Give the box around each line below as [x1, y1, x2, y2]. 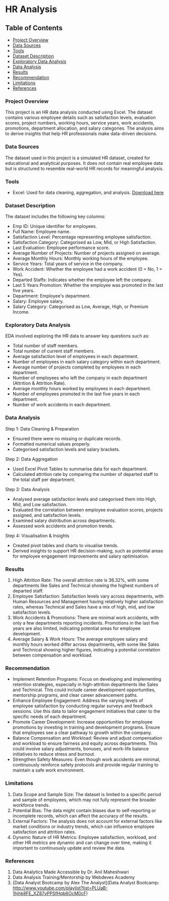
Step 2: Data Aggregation [5, 456, 58, 462]
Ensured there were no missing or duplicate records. [12, 435, 122, 442]
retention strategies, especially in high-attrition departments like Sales [12, 682, 158, 688]
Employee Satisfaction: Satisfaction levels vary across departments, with [12, 593, 164, 599]
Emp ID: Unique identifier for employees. [12, 223, 97, 229]
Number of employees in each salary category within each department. [12, 359, 161, 365]
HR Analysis [5, 4, 58, 15]
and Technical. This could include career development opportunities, [12, 687, 156, 693]
